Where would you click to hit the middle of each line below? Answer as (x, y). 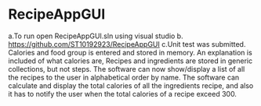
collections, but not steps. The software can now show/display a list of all (127, 69)
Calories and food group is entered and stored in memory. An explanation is (130, 52)
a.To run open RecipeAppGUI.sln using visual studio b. (96, 36)
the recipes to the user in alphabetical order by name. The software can (124, 77)
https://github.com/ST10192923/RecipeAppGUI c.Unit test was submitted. (127, 44)
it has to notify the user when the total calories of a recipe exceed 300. (123, 94)
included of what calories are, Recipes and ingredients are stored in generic (130, 61)
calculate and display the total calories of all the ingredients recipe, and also (131, 85)
